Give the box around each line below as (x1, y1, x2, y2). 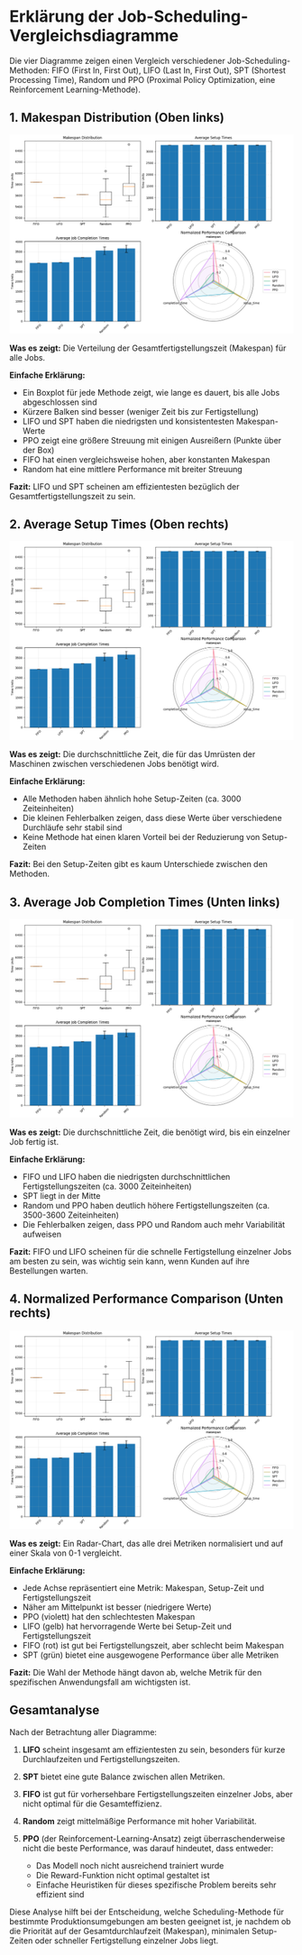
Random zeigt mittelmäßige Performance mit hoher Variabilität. (22, 1815, 257, 1826)
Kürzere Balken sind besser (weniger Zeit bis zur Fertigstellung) (22, 406, 260, 416)
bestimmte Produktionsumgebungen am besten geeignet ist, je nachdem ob (9, 1915, 291, 1926)
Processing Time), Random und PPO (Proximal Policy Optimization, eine (9, 74, 276, 85)
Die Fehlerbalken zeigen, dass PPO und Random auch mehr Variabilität (22, 1220, 286, 1230)
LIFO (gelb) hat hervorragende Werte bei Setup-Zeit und (22, 1621, 233, 1631)
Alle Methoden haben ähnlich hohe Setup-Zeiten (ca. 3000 (22, 793, 242, 804)
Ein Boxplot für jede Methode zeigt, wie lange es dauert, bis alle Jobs (22, 387, 280, 397)
